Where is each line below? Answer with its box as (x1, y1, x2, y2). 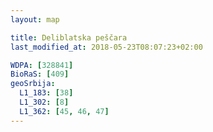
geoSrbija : (10, 79, 56, 89)
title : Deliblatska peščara (10, 32, 128, 43)
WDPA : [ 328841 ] (10, 60, 74, 70)
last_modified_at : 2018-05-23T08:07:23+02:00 (10, 42, 203, 52)
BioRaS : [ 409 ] (10, 69, 70, 80)
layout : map (10, 14, 60, 25)
